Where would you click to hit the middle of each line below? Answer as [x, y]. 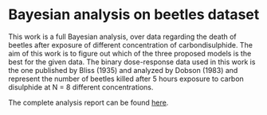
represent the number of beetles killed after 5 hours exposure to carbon [126, 79]
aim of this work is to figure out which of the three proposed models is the [130, 53]
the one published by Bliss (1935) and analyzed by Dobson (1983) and [123, 70]
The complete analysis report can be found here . [88, 102]
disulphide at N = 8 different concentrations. [81, 87]
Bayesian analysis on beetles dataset [134, 15]
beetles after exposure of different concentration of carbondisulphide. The [131, 44]
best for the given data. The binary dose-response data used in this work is [132, 62]
